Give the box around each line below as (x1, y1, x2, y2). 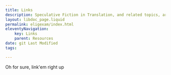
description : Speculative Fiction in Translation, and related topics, (5, 12, 160, 17)
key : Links (14, 31, 38, 36)
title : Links (5, 7, 33, 13)
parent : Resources (14, 36, 53, 41)
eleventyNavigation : (5, 27, 49, 32)
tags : (5, 45, 17, 51)
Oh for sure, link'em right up (5, 64, 65, 70)
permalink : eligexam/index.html (5, 21, 74, 27)
